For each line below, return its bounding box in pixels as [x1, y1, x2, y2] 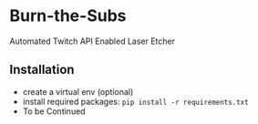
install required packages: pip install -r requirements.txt [22, 96, 249, 107]
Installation [9, 62, 75, 77]
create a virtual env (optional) [22, 86, 134, 97]
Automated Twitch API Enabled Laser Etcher [9, 36, 176, 46]
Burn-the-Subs [9, 5, 127, 26]
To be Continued [22, 106, 86, 117]
